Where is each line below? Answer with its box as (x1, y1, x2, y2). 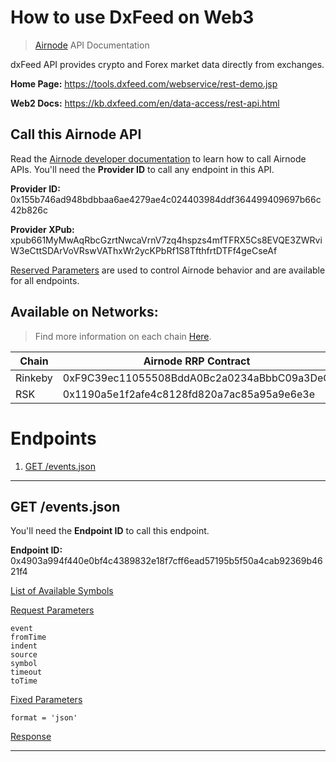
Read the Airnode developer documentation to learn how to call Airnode (10, 152, 307, 165)
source (10, 650, 38, 660)
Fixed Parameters (10, 694, 83, 706)
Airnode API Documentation (34, 39, 150, 51)
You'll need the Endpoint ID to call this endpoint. (10, 525, 210, 537)
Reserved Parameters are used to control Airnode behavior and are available (10, 264, 326, 276)
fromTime (10, 632, 47, 643)
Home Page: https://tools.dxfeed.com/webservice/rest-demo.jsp (10, 77, 278, 90)
